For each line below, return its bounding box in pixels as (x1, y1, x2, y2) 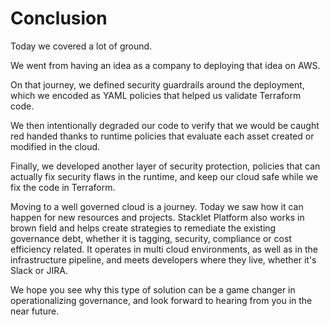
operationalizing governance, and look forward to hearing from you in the (10, 294, 313, 306)
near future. (10, 305, 60, 317)
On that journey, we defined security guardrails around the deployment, (10, 78, 305, 91)
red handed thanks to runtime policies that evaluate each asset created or (10, 130, 315, 142)
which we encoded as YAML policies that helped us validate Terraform (10, 89, 302, 101)
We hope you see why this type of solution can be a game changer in (10, 283, 296, 296)
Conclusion (10, 7, 108, 30)
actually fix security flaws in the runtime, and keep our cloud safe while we (10, 170, 319, 182)
